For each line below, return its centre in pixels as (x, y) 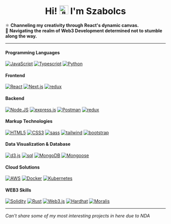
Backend (15, 98)
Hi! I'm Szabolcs (85, 11)
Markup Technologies (29, 121)
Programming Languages (33, 52)
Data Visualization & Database (38, 144)
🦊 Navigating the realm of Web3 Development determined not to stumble (84, 30)
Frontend (15, 75)
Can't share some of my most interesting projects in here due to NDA (78, 216)
